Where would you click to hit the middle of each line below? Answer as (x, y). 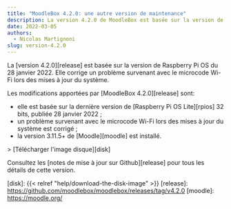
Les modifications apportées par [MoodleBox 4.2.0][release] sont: (101, 93)
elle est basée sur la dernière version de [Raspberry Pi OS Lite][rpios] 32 (120, 107)
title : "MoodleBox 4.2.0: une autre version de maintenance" (97, 13)
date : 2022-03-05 (32, 26)
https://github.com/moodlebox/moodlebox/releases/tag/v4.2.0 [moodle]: (111, 191)
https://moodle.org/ (35, 198)
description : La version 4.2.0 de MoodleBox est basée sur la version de (115, 20)
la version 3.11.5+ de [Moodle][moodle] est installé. (89, 136)
